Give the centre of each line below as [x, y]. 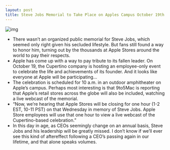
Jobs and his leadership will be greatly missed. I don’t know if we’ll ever [88, 131]
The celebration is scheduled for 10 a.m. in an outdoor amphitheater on [87, 82]
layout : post [19, 10]
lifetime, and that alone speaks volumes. [55, 142]
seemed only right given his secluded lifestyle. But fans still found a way [88, 44]
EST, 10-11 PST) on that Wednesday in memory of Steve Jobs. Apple [84, 109]
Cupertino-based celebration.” [44, 120]
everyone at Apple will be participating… [55, 77]
